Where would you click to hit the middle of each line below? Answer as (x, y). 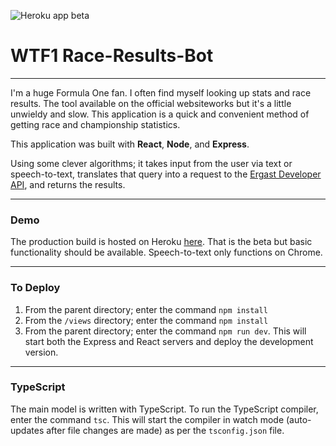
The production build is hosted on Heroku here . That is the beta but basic (161, 242)
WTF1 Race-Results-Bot (112, 56)
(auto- (298, 419)
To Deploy (35, 288)
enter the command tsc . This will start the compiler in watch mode (147, 419)
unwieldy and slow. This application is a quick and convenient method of (160, 114)
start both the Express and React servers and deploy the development (169, 341)
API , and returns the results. (68, 184)
